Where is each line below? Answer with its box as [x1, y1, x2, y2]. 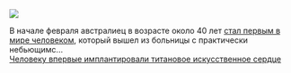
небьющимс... [9, 45, 64, 54]
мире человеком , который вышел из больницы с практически [9, 35, 249, 45]
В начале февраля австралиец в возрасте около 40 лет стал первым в [9, 26, 281, 36]
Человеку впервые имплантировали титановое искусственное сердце [9, 53, 281, 64]
